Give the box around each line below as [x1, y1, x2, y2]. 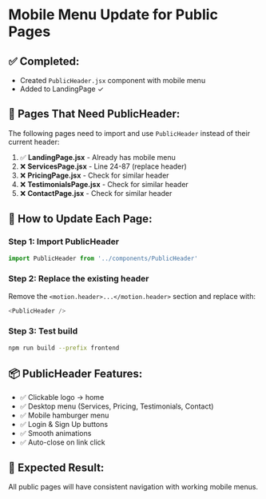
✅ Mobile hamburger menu [19, 410, 109, 420]
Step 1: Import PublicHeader [8, 236, 120, 247]
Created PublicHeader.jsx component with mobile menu [19, 76, 206, 85]
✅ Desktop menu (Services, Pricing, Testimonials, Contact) [19, 401, 214, 411]
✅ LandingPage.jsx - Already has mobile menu [19, 152, 176, 162]
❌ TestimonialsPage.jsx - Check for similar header [19, 179, 189, 189]
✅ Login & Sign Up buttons [19, 419, 109, 429]
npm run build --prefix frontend [8, 344, 120, 352]
